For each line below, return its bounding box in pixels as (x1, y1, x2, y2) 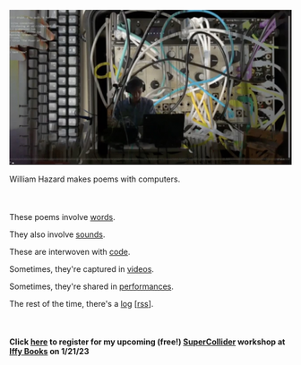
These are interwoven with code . (9, 246, 131, 257)
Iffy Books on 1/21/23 (9, 345, 90, 356)
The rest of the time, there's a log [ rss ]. (9, 298, 154, 309)
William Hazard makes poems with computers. (9, 174, 181, 184)
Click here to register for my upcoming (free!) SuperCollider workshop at (9, 336, 286, 347)
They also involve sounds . (9, 229, 106, 240)
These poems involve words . (9, 211, 116, 222)
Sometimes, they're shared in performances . (9, 281, 175, 292)
